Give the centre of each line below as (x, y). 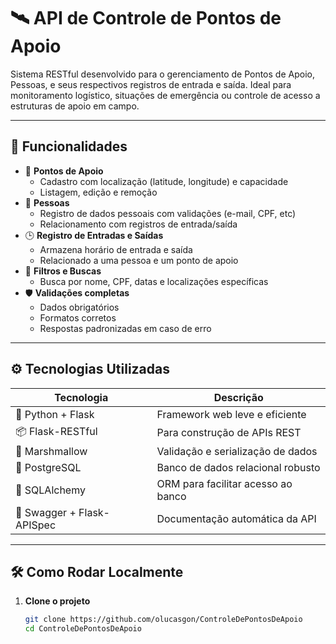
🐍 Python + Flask (55, 414)
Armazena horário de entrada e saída (116, 249)
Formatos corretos (78, 317)
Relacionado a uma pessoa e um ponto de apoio (139, 260)
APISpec (36, 525)
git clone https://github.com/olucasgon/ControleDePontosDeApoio (163, 620)
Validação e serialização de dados (237, 451)
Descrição (238, 397)
